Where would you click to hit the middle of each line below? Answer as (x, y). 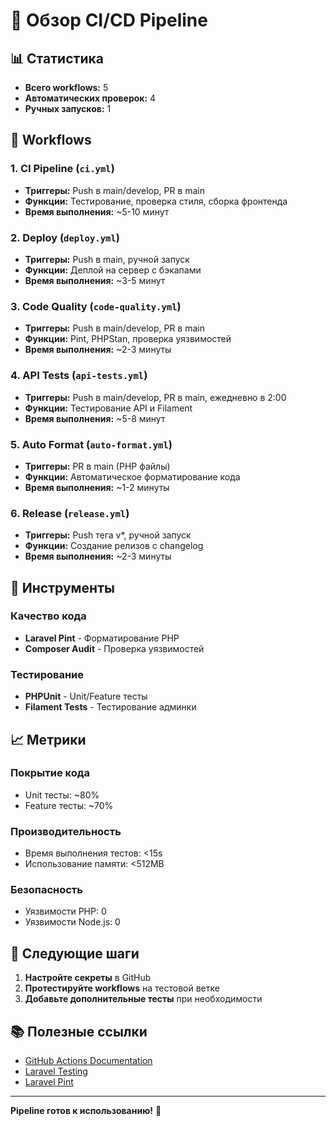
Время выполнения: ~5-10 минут (97, 211)
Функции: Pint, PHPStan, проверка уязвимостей (128, 339)
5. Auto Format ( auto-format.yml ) (91, 444)
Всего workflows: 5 (66, 87)
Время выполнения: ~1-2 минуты (97, 487)
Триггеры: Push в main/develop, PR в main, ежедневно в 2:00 (155, 397)
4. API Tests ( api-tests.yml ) (79, 376)
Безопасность (46, 890)
